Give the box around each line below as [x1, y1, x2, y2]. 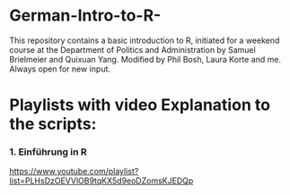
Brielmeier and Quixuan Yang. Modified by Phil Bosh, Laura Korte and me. [9, 54, 281, 64]
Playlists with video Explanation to [9, 95, 271, 115]
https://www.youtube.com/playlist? [9, 166, 139, 177]
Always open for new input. [9, 64, 110, 74]
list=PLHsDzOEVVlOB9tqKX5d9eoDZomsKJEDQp [9, 175, 194, 186]
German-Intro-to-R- [9, 5, 162, 26]
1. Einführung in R [9, 146, 87, 158]
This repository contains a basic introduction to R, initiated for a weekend [9, 35, 280, 46]
